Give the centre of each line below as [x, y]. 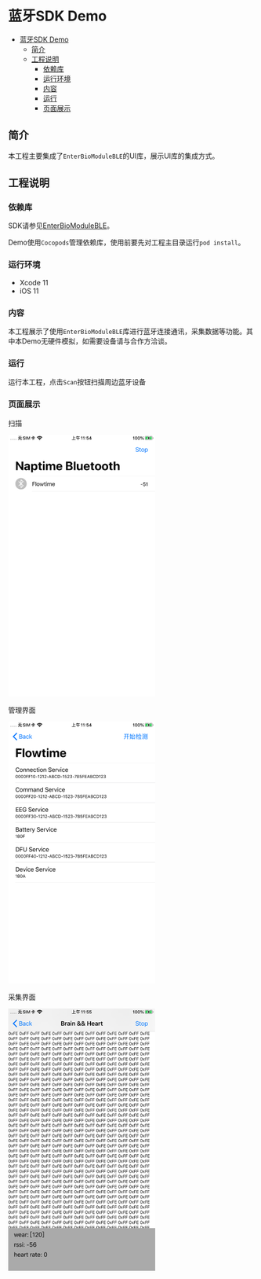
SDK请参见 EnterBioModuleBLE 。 [61, 226]
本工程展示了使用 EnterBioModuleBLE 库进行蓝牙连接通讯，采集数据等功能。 [127, 332]
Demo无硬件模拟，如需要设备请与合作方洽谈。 [96, 341]
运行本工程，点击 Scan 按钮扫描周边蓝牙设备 [77, 382]
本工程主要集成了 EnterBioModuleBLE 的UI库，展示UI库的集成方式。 [114, 156]
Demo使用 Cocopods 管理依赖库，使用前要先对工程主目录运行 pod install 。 [127, 243]
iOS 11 [29, 291]
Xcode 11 [34, 282]
